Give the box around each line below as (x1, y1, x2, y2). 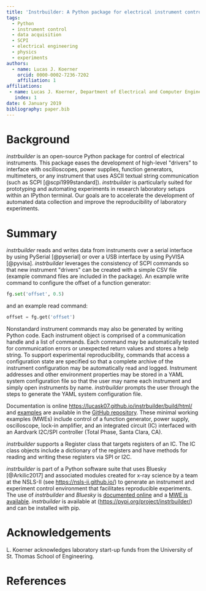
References (6, 574, 66, 588)
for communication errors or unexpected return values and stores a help (6, 345, 189, 352)
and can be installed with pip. (6, 504, 81, 512)
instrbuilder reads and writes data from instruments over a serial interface (6, 247, 193, 254)
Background (6, 133, 70, 146)
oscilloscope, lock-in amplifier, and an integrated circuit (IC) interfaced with (6, 422, 197, 430)
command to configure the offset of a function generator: (6, 279, 151, 287)
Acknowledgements (6, 526, 112, 540)
